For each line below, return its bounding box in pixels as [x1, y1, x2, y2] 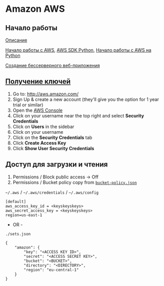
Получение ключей [5, 77, 71, 86]
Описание [5, 37, 27, 43]
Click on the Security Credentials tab [12, 134, 92, 140]
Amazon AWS [5, 3, 65, 15]
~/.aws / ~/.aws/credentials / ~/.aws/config [5, 189, 99, 195]
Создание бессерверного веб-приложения [5, 63, 100, 68]
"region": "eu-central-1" [24, 267, 79, 272]
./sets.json [5, 231, 31, 236]
